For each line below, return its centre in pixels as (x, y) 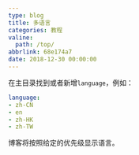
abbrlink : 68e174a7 (40, 52)
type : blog (26, 15)
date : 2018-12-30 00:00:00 (53, 60)
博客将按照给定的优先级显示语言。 (64, 143)
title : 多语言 (30, 23)
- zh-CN (21, 105)
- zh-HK (21, 120)
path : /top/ (35, 45)
